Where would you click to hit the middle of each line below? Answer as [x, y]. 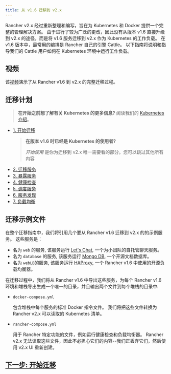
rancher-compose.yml [34, 324]
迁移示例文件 [26, 219]
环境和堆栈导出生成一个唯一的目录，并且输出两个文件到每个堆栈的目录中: [82, 287]
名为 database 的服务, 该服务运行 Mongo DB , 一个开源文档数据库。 [82, 257]
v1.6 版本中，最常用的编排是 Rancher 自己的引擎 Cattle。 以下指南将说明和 [83, 45]
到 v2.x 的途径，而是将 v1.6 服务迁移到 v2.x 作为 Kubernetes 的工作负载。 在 [86, 38]
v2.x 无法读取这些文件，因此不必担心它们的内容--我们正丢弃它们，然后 [87, 341]
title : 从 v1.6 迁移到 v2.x [34, 10]
